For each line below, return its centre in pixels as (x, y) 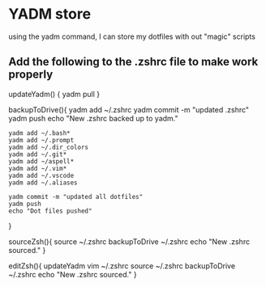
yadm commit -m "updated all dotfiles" (76, 196)
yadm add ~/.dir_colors (49, 147)
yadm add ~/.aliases (43, 183)
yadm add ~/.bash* (39, 133)
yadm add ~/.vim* (38, 168)
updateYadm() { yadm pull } (54, 94)
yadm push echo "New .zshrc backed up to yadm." (93, 118)
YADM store (50, 14)
